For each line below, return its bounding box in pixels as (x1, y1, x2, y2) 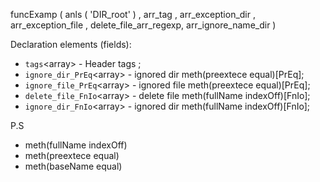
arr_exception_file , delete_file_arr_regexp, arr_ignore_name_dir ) (10, 19, 277, 31)
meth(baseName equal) (24, 160, 123, 172)
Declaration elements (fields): (10, 39, 132, 50)
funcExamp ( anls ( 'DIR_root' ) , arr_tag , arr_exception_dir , (10, 9, 256, 20)
